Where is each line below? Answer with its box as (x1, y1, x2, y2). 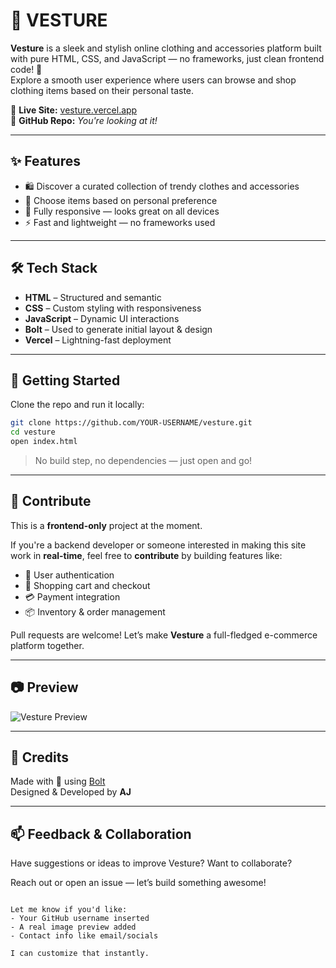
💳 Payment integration (24, 590, 121, 603)
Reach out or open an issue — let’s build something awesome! (10, 877, 267, 889)
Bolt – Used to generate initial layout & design (24, 323, 213, 335)
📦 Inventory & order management (24, 605, 166, 618)
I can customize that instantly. (10, 949, 150, 959)
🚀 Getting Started (10, 372, 121, 389)
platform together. (10, 639, 85, 651)
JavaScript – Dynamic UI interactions (24, 312, 180, 324)
